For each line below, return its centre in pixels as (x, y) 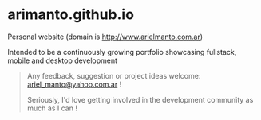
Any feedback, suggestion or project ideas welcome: (114, 75)
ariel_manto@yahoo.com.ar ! (74, 84)
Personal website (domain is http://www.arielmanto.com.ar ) (105, 37)
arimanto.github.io (71, 15)
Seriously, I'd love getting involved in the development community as (140, 99)
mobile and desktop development (62, 60)
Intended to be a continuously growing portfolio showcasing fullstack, (122, 52)
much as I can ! (52, 108)
